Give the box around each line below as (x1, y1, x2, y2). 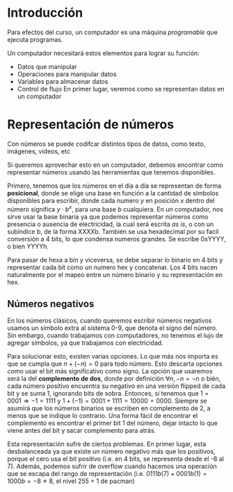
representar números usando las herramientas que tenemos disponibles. (7, 167, 216, 176)
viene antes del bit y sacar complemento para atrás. (7, 426, 156, 435)
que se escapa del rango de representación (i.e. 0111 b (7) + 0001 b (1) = (7, 470, 207, 478)
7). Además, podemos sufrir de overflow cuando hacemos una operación (7, 462, 217, 470)
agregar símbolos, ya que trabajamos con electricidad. (7, 338, 163, 347)
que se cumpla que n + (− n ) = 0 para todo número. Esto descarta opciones (7, 359, 223, 368)
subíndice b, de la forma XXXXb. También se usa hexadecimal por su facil (7, 227, 219, 235)
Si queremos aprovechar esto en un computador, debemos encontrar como (7, 161, 224, 169)
